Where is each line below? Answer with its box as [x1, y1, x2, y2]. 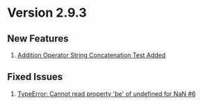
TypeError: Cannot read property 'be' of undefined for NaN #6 [17, 89, 196, 98]
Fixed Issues [7, 71, 63, 83]
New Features [7, 33, 69, 45]
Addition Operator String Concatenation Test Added [17, 51, 166, 59]
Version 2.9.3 [7, 5, 87, 21]
